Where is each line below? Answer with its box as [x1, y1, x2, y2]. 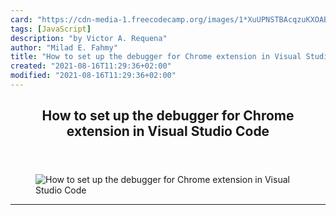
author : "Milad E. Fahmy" [10, 42, 118, 53]
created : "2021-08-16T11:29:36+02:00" [10, 61, 172, 71]
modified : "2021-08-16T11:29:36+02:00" [10, 71, 177, 81]
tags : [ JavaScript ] [10, 24, 92, 34]
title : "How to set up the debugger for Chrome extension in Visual [10, 52, 302, 62]
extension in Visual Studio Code [66, 123, 270, 140]
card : [10, 14, 33, 25]
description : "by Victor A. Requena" [10, 33, 168, 43]
